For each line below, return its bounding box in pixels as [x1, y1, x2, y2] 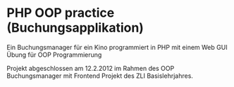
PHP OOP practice [6, 5, 115, 21]
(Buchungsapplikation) [6, 20, 144, 36]
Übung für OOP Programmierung [6, 51, 102, 59]
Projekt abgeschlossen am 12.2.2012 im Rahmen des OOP [6, 64, 175, 72]
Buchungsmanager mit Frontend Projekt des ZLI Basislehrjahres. [6, 72, 193, 80]
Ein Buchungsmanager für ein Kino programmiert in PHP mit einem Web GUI [6, 43, 228, 51]
